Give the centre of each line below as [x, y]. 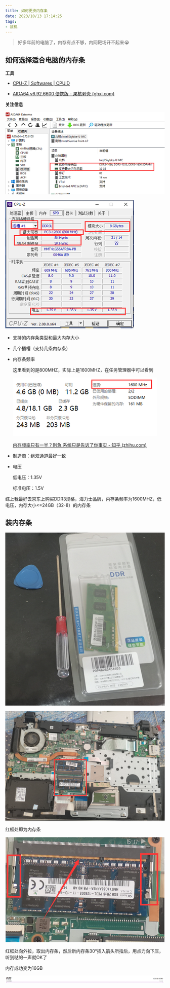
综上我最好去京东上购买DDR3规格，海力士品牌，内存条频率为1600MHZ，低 [83, 499]
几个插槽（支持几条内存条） [41, 348]
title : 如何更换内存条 [27, 11]
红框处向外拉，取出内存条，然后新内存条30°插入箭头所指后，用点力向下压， [84, 951]
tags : [11, 21]
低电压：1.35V [27, 477]
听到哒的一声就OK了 [26, 958]
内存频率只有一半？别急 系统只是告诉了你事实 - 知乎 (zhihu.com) [79, 445]
